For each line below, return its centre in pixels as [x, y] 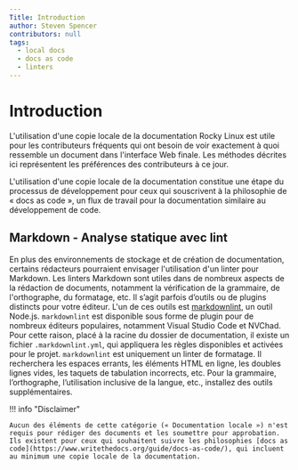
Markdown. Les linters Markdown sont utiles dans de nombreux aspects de [147, 278]
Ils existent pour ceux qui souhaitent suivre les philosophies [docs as [149, 441]
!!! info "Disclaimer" [45, 409]
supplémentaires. [41, 392]
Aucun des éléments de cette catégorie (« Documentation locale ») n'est [149, 425]
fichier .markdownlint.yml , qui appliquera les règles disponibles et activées [146, 344]
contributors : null [45, 34]
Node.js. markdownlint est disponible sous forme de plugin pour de [132, 316]
